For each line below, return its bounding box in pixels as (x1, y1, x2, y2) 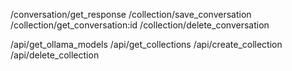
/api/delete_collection (10, 49, 100, 61)
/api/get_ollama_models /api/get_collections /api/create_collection (10, 39, 283, 50)
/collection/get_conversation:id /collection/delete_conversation (10, 19, 270, 31)
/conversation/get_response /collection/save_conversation (10, 9, 252, 20)
